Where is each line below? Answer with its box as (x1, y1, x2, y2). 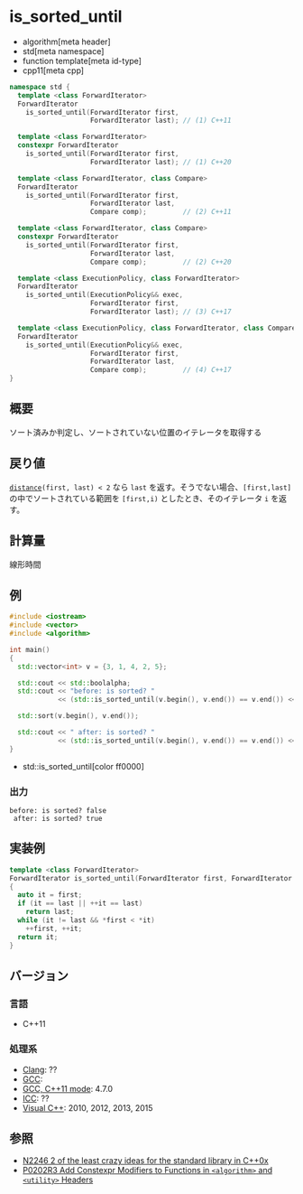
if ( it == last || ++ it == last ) (17, 899, 143, 909)
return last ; (25, 908, 75, 917)
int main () (9, 645, 50, 654)
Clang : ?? (22, 1064, 58, 1075)
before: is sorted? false (9, 806, 106, 815)
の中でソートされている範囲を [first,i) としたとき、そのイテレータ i (9, 492, 269, 503)
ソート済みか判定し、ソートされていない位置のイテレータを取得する (9, 426, 262, 437)
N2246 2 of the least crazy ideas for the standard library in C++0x (22, 1155, 269, 1166)
